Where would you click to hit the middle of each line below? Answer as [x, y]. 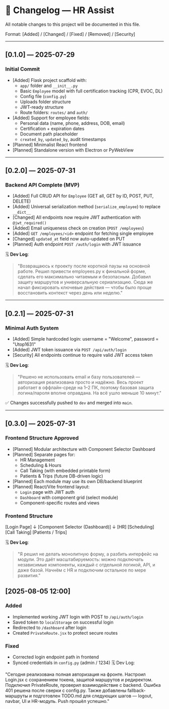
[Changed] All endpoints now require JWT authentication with [76, 217]
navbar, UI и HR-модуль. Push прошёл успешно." [57, 701]
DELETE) [22, 201]
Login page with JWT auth [47, 492]
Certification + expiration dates [52, 128]
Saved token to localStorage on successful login [63, 622]
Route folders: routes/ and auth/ [54, 112]
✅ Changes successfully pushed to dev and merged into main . [69, 403]
